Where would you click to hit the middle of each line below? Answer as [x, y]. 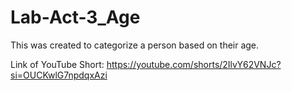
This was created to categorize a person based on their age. [135, 45]
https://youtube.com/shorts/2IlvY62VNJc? [194, 64]
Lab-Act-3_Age [75, 17]
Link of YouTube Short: [57, 64]
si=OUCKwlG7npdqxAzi [59, 75]
